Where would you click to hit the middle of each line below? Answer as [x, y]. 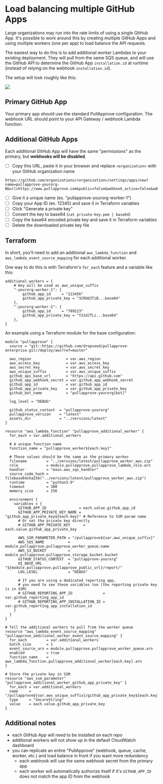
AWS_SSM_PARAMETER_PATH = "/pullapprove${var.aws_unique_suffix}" [86, 538]
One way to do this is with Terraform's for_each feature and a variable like [79, 267]
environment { [24, 499]
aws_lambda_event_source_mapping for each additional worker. [66, 258]
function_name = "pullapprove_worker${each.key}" [60, 448]
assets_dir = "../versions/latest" [58, 418]
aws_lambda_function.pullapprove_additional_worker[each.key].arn [73, 661]
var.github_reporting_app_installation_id [49, 606]
